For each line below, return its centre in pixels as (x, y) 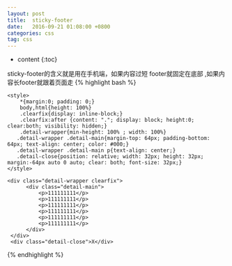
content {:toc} (37, 59)
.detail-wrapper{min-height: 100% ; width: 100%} (93, 132)
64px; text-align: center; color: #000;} (68, 144)
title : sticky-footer (40, 20)
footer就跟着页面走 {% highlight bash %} (78, 83)
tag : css (20, 40)
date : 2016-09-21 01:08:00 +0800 (59, 26)
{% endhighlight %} (36, 255)
